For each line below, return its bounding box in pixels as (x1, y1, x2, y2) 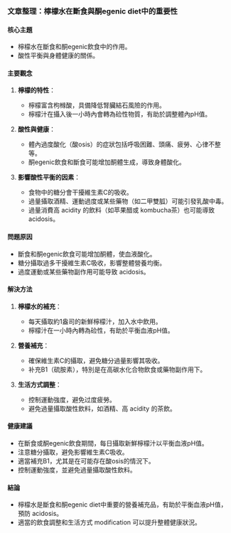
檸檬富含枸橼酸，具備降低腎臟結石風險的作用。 (28, 101, 166, 109)
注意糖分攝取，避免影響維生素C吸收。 (17, 448, 129, 456)
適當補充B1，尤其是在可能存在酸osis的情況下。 (17, 456, 155, 465)
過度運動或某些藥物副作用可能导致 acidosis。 (17, 267, 151, 276)
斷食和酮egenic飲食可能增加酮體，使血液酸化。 (17, 249, 156, 258)
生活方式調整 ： (17, 380, 62, 389)
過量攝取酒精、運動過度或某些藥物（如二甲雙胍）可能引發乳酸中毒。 (28, 197, 228, 205)
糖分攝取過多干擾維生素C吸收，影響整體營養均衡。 (17, 258, 166, 267)
